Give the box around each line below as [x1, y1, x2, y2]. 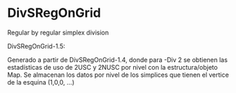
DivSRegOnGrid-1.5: [7, 42, 66, 50]
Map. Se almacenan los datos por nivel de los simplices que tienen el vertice [7, 70, 229, 79]
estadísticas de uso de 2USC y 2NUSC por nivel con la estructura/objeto [7, 63, 218, 71]
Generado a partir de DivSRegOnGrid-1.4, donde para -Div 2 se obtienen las [7, 55, 228, 64]
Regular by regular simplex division [7, 28, 109, 37]
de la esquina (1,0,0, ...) [7, 77, 75, 86]
